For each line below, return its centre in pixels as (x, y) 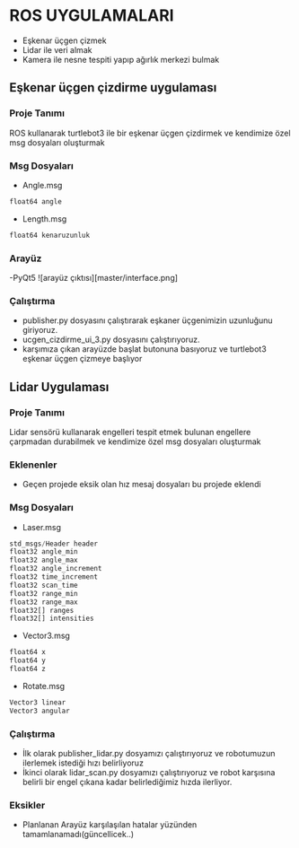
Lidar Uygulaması (59, 387)
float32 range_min (44, 593)
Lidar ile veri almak (57, 49)
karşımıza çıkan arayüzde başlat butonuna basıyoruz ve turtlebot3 (144, 349)
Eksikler (27, 805)
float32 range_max (44, 602)
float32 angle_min (44, 552)
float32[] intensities (52, 619)
